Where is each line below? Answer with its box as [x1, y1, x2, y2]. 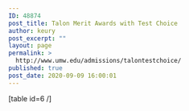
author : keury [8, 27, 56, 35]
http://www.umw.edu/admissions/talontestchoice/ [15, 57, 182, 65]
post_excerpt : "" [8, 34, 67, 43]
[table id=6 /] [8, 93, 52, 103]
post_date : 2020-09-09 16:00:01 [8, 72, 117, 80]
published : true [8, 64, 63, 72]
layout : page [8, 42, 52, 50]
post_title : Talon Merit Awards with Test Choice [8, 19, 179, 27]
